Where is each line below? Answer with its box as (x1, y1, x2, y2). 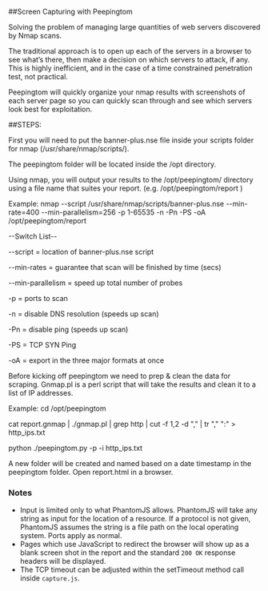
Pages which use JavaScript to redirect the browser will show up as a (19, 540, 250, 549)
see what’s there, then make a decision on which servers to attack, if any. (8, 55, 250, 64)
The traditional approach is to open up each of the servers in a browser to (8, 46, 252, 55)
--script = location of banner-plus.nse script (8, 247, 154, 256)
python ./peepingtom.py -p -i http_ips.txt (8, 444, 142, 452)
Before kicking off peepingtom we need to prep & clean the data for (8, 372, 230, 380)
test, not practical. (8, 72, 68, 81)
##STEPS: (8, 120, 42, 129)
